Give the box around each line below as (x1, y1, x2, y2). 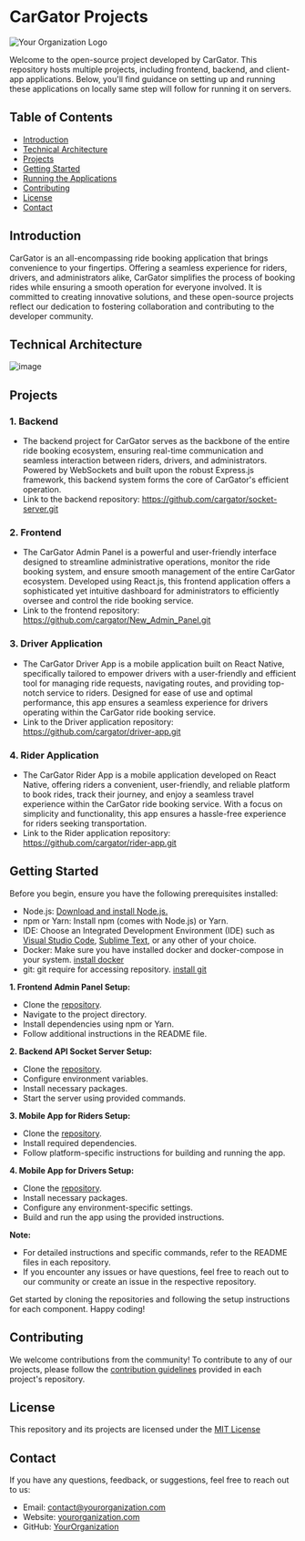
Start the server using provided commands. (22, 1092, 187, 1103)
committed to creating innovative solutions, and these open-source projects (9, 291, 294, 302)
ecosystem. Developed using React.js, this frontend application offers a (22, 576, 291, 587)
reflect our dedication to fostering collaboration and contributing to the (9, 301, 275, 312)
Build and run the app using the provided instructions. (22, 1211, 225, 1223)
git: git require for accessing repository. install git (22, 964, 208, 975)
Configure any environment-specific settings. (22, 1202, 194, 1213)
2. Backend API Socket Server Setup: (9, 1046, 153, 1057)
